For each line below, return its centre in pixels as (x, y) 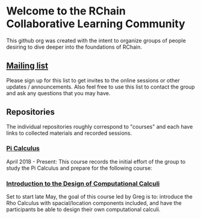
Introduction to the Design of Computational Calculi (83, 184)
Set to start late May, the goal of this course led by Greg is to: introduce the (99, 197)
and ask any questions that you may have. (58, 93)
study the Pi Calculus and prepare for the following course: (79, 168)
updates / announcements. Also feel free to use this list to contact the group (100, 87)
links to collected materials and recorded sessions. (69, 133)
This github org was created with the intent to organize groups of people (96, 40)
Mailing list (27, 66)
